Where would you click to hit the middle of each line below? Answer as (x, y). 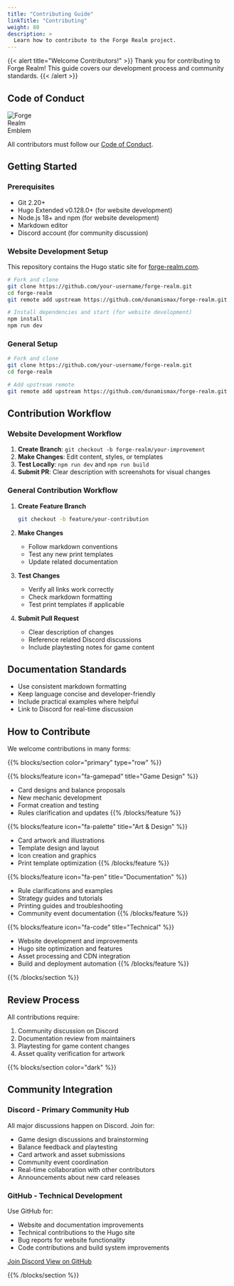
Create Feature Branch (52, 506)
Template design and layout (58, 848)
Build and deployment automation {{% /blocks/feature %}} (103, 964)
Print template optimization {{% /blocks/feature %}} (94, 863)
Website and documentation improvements (81, 1225)
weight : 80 (23, 27)
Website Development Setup (58, 251)
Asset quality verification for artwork (71, 1054)
